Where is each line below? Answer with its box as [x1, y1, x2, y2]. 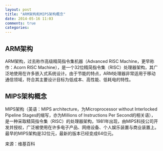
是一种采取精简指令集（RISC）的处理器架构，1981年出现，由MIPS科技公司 [5, 118, 154, 124]
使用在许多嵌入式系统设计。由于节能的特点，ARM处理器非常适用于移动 [13, 70, 156, 76]
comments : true [5, 20, 36, 26]
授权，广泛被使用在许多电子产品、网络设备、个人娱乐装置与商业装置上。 [13, 124, 159, 130]
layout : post [5, 7, 32, 12]
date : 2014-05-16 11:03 [5, 16, 54, 21]
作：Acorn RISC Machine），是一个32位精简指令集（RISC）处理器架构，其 [5, 64, 154, 70]
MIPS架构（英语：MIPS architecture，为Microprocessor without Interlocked [5, 106, 158, 112]
